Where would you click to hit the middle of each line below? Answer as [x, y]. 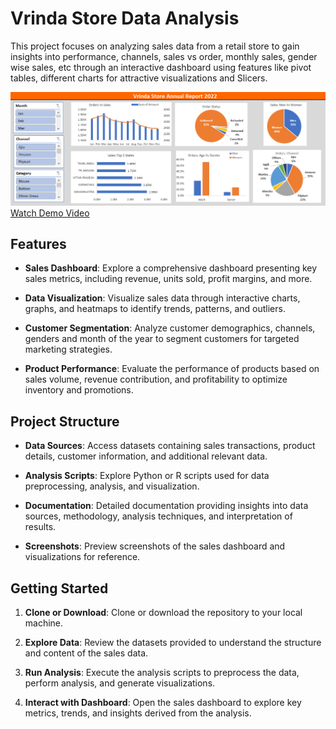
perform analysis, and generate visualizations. [120, 683]
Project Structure [65, 421]
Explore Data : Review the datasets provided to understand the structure [173, 642]
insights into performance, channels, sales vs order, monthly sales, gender [164, 56]
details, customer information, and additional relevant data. [146, 456]
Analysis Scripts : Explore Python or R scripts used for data [147, 476]
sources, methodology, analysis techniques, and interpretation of [158, 516]
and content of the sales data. [86, 653]
